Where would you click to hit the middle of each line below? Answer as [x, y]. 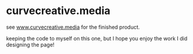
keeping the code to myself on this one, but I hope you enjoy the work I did [97, 38]
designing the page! [30, 45]
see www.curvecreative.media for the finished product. [73, 27]
